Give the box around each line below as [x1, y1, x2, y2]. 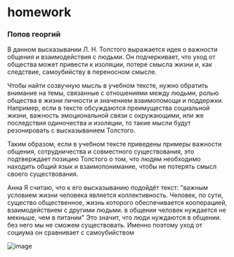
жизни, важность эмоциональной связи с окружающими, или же [7, 111, 204, 120]
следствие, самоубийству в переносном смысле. [7, 68, 157, 76]
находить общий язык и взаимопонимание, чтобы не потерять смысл [7, 163, 217, 171]
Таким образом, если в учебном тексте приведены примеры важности [7, 140, 222, 149]
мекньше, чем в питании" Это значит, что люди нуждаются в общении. [7, 213, 221, 222]
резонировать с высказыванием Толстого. [7, 126, 136, 134]
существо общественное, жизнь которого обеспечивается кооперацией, [7, 199, 228, 207]
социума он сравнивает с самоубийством [7, 228, 135, 237]
